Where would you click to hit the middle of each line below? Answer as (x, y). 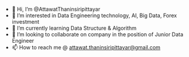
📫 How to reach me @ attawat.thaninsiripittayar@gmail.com (86, 47)
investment (26, 22)
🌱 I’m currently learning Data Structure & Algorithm (74, 28)
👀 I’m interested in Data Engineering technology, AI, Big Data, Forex (94, 15)
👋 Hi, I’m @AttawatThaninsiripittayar (56, 9)
